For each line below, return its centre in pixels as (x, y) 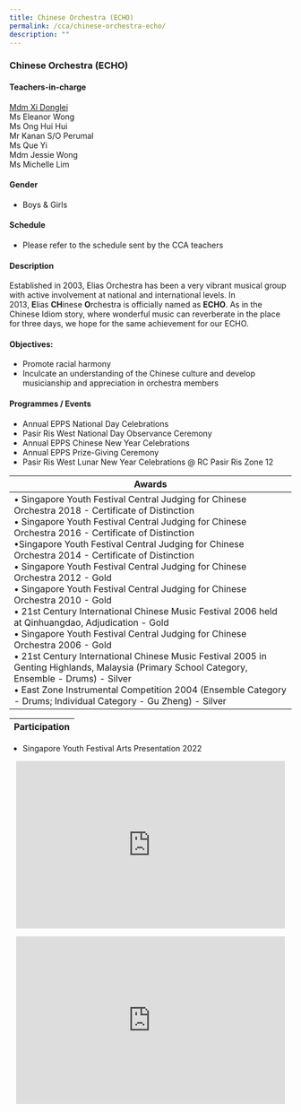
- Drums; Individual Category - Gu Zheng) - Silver (120, 700)
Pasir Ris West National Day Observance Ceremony (117, 433)
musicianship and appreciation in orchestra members (120, 383)
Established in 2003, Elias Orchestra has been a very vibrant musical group (148, 286)
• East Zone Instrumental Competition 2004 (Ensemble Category (150, 690)
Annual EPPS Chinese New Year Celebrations (106, 443)
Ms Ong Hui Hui (39, 126)
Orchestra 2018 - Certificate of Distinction (104, 510)
